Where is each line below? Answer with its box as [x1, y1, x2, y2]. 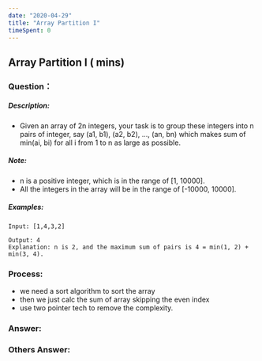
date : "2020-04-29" [8, 11, 73, 20]
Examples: [8, 203, 44, 212]
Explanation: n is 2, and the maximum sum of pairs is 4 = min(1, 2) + [8, 243, 249, 251]
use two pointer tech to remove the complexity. [19, 302, 174, 313]
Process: [8, 268, 43, 279]
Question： [8, 81, 53, 92]
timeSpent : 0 [8, 26, 51, 34]
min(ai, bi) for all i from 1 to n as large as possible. [19, 138, 182, 147]
